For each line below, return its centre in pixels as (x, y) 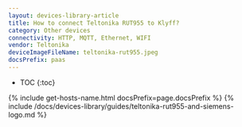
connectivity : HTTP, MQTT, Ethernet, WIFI (80, 38)
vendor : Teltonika (39, 45)
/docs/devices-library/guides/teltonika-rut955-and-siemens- (134, 106)
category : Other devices (49, 30)
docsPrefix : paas (37, 60)
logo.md (22, 114)
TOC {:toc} (37, 82)
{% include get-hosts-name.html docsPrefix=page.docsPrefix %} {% (121, 98)
